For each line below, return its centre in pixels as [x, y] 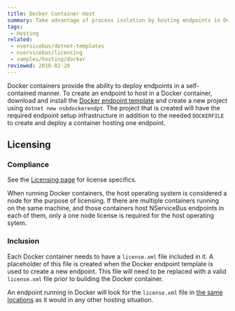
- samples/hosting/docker [48, 59]
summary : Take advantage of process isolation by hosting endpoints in [114, 20]
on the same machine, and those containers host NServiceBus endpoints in [116, 208]
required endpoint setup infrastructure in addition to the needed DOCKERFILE [116, 115]
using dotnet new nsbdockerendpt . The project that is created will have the [114, 108]
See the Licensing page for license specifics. [72, 180]
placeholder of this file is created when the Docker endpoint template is [110, 263]
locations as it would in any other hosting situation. [80, 299]
